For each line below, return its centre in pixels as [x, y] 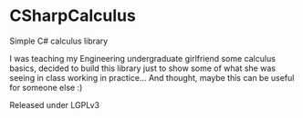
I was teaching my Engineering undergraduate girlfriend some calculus [143, 58]
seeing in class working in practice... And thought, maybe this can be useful [152, 77]
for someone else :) [46, 87]
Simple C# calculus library [59, 41]
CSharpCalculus [73, 16]
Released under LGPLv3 [55, 104]
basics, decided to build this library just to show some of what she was [143, 68]
